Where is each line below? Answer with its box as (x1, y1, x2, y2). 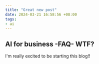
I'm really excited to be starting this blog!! (5, 53, 90, 59)
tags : (5, 16, 16, 21)
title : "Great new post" (5, 7, 57, 12)
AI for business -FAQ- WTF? (5, 39, 94, 48)
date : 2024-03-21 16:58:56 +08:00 (5, 12, 77, 17)
